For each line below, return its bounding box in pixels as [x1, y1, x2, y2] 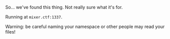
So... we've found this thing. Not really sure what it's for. [5, 4, 123, 10]
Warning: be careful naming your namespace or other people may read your [5, 23, 165, 29]
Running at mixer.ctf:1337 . [5, 14, 63, 19]
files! [5, 29, 16, 34]
